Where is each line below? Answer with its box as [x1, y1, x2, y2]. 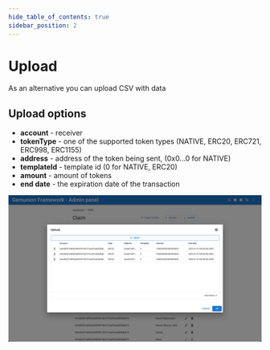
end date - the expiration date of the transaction [19, 179, 181, 189]
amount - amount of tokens [19, 171, 112, 181]
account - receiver [19, 128, 83, 138]
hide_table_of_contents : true [8, 13, 110, 21]
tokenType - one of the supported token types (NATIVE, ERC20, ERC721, [19, 136, 262, 146]
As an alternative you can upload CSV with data [8, 83, 166, 93]
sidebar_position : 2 [8, 21, 78, 30]
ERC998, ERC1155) [19, 145, 82, 155]
